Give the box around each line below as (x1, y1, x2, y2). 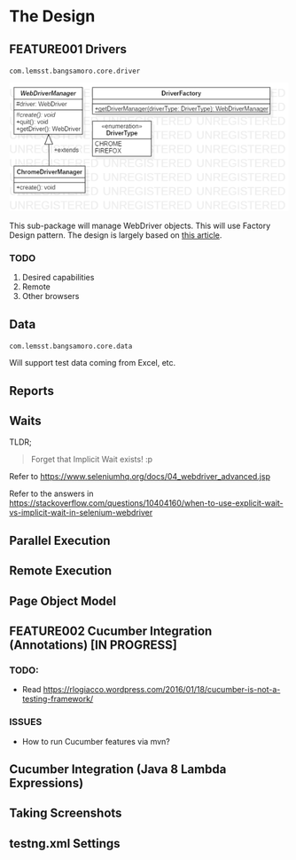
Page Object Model (9, 593, 117, 609)
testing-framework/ (21, 694, 94, 705)
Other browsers (21, 291, 80, 302)
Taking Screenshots (9, 806, 122, 821)
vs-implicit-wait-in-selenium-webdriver (9, 508, 153, 518)
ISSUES (9, 716, 43, 729)
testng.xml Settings (9, 836, 121, 851)
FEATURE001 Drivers (9, 42, 127, 57)
